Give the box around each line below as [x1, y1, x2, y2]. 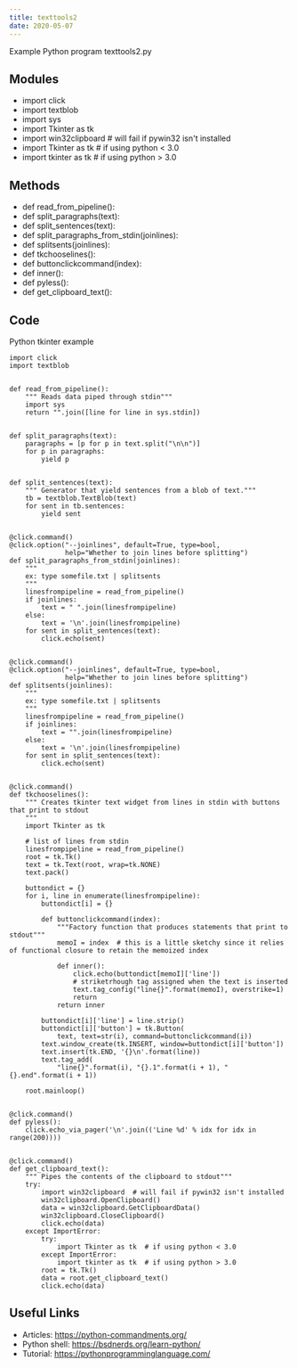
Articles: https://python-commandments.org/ [21, 1329, 187, 1339]
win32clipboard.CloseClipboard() [41, 1211, 165, 1220]
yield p [41, 455, 69, 463]
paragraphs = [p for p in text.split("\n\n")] [25, 438, 201, 448]
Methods [9, 177, 60, 193]
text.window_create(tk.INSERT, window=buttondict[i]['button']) [41, 1039, 285, 1048]
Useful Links [9, 1306, 80, 1321]
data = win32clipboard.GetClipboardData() [41, 1203, 201, 1212]
